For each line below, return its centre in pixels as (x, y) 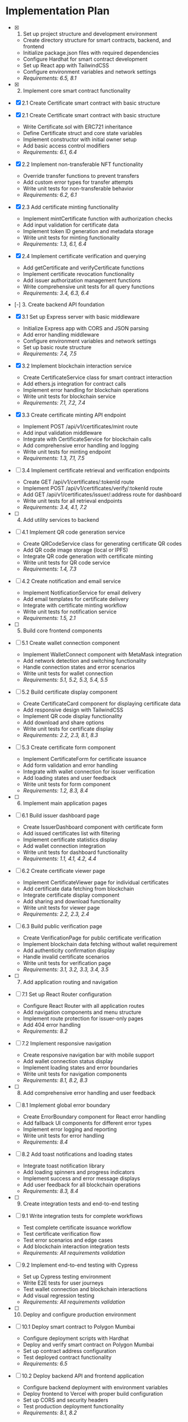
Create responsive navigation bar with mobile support (89, 1055)
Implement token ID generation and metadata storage (88, 231)
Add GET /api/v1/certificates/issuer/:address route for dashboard (102, 494)
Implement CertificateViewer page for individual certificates (96, 882)
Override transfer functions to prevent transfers (81, 176)
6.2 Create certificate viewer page (63, 870)
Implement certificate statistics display (70, 840)
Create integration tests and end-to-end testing (81, 1204)
